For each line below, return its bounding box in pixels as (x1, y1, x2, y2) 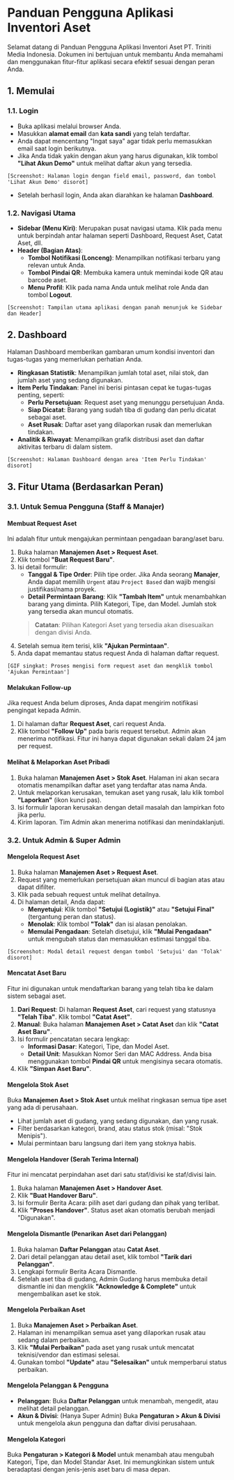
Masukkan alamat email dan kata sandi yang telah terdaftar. (17, 129, 191, 137)
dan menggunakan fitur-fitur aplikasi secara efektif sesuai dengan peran (7, 57, 215, 65)
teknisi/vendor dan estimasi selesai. (17, 1350, 120, 1359)
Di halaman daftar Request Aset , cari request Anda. (17, 720, 166, 728)
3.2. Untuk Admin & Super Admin (7, 835, 121, 845)
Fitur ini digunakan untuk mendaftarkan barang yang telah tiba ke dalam (7, 984, 214, 992)
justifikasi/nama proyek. (27, 585, 96, 594)
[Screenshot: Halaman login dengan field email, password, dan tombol (7, 172, 217, 179)
